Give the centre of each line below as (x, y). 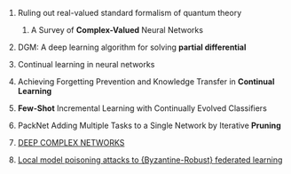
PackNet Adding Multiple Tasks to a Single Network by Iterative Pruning (149, 125)
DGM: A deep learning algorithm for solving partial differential (132, 47)
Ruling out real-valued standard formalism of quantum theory (130, 13)
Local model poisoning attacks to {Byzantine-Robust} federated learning (150, 160)
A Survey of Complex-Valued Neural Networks (117, 30)
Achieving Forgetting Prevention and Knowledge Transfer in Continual (146, 82)
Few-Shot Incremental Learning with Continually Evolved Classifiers (142, 108)
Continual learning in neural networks (86, 64)
